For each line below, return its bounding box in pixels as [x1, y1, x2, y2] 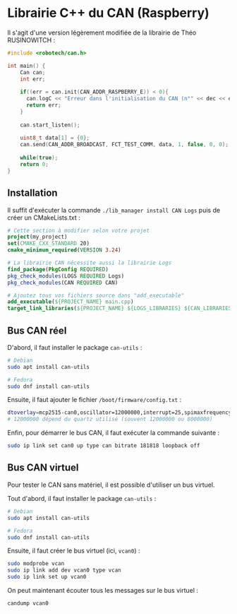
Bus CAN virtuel [7, 461, 79, 474]
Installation [7, 187, 58, 199]
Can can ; [20, 69, 46, 76]
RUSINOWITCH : [7, 35, 56, 44]
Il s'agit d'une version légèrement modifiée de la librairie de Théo [7, 28, 197, 37]
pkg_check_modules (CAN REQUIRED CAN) [7, 279, 119, 286]
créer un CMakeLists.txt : [7, 213, 80, 222]
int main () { [7, 62, 46, 69]
